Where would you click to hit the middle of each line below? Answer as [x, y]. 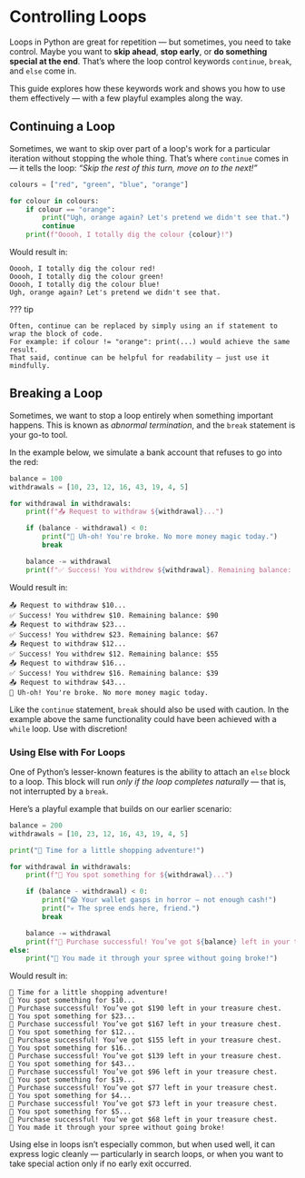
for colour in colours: [54, 201]
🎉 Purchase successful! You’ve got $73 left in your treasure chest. [144, 1104]
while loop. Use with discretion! [69, 728]
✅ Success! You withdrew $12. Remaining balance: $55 [114, 654]
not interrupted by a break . [59, 791]
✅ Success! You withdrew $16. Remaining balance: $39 [114, 673]
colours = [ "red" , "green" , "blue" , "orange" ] [99, 184]
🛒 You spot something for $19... [73, 1080]
